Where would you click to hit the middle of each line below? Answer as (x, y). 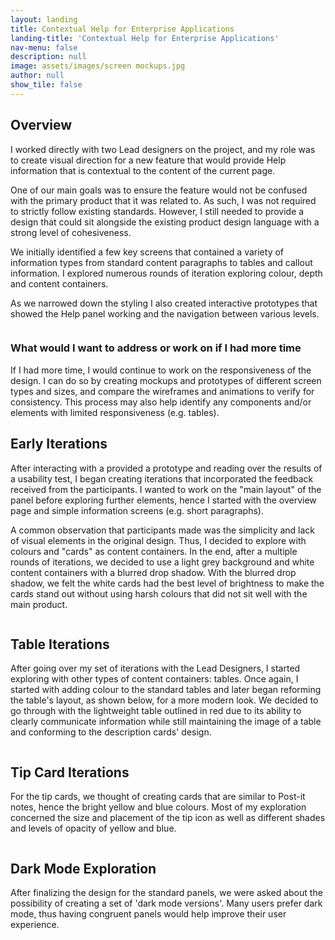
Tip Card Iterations (70, 772)
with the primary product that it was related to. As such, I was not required (163, 200)
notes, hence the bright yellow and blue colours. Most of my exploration (158, 807)
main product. (39, 604)
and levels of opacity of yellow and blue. (93, 828)
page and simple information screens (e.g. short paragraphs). (137, 510)
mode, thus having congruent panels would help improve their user (148, 914)
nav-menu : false (44, 47)
